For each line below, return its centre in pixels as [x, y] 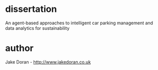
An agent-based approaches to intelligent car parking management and [79, 23]
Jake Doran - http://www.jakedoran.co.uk [48, 62]
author [20, 48]
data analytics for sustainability [37, 28]
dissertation [31, 9]
